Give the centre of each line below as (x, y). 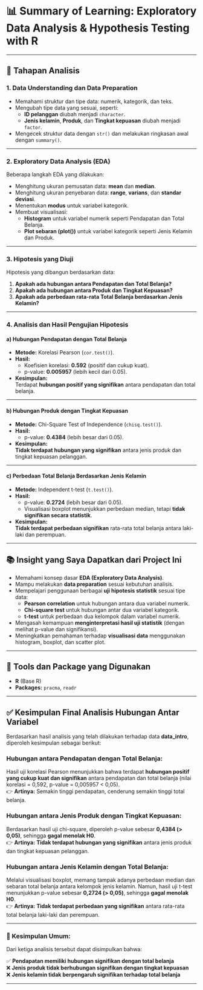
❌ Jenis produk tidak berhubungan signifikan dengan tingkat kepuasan (98, 968)
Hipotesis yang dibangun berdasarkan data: (61, 272)
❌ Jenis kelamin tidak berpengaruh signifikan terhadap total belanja (93, 975)
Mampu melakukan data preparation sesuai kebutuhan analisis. (94, 584)
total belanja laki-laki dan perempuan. (53, 915)
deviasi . (25, 199)
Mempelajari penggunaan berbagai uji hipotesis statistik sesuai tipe (100, 590)
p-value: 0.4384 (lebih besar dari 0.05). (74, 437)
